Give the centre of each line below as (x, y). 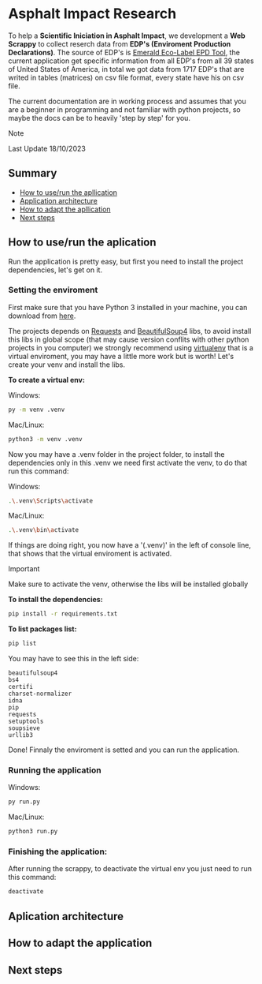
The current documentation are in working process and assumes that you (127, 101)
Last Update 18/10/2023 (47, 148)
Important (24, 569)
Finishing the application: (58, 851)
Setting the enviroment (53, 290)
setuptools (26, 722)
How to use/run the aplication (82, 243)
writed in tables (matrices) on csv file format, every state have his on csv (126, 77)
